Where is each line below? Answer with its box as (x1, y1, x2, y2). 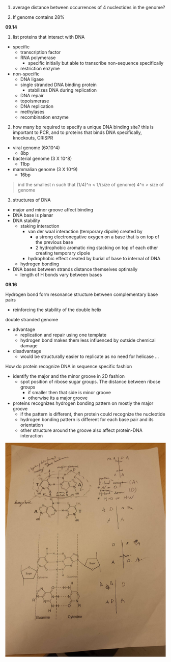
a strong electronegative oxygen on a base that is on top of (35, 234, 159, 240)
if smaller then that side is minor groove (27, 390, 111, 395)
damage (20, 343, 38, 348)
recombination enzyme (20, 114, 69, 120)
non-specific (12, 71, 40, 77)
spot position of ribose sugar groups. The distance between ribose (20, 379, 161, 384)
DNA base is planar (12, 212, 53, 218)
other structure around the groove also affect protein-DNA (20, 427, 142, 433)
